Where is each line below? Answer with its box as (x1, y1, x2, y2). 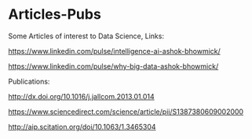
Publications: (8, 77, 50, 86)
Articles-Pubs (8, 5, 102, 23)
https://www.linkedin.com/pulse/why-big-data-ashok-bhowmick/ (8, 61, 219, 71)
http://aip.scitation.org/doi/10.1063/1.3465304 (8, 122, 156, 131)
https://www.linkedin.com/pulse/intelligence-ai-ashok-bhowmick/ (8, 46, 221, 55)
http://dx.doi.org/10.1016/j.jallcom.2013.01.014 (8, 91, 155, 101)
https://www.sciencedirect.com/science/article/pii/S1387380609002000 (8, 107, 244, 116)
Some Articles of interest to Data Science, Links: (8, 31, 165, 41)
